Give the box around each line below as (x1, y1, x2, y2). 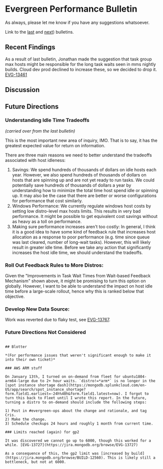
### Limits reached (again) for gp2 (5, 430, 79, 434)
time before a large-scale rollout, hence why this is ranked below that (5, 289, 144, 294)
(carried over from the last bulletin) (5, 128, 75, 134)
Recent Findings (5, 43, 55, 52)
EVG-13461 (5, 72, 28, 78)
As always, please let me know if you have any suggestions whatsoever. (5, 20, 150, 25)
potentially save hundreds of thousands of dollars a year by (12, 182, 131, 188)
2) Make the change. (5, 417, 47, 422)
